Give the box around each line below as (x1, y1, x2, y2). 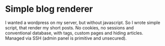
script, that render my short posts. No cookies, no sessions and (5, 24, 134, 30)
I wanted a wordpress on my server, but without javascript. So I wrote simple (5, 20, 161, 25)
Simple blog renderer (5, 3, 93, 15)
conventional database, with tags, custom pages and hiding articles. (5, 30, 144, 36)
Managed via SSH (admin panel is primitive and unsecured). (5, 35, 127, 41)
